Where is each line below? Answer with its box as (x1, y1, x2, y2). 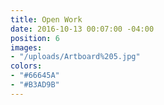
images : (10, 42, 43, 53)
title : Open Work (10, 14, 83, 25)
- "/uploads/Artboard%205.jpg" (10, 52, 141, 62)
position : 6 (10, 33, 60, 43)
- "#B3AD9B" (10, 80, 60, 90)
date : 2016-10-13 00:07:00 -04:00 (10, 24, 155, 34)
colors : (10, 61, 43, 71)
